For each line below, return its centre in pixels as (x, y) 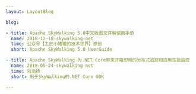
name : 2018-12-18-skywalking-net (52, 38)
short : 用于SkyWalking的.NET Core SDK (58, 77)
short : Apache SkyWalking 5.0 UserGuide (61, 50)
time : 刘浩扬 (26, 71)
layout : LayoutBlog (30, 12)
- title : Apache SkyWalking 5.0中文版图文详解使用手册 (70, 33)
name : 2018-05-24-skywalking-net (52, 66)
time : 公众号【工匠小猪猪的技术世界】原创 (56, 44)
